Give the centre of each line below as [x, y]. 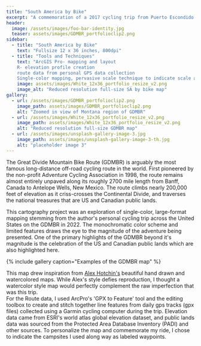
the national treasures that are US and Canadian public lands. [82, 200]
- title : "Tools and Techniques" [53, 56]
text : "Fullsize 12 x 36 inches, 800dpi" [69, 51]
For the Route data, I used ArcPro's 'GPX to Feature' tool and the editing [95, 298]
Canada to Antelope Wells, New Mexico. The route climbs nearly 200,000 [97, 187]
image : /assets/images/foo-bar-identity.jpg [68, 28]
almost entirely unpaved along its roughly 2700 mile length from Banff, [93, 181]
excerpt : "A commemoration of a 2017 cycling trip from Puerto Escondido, [101, 17]
